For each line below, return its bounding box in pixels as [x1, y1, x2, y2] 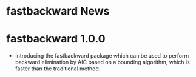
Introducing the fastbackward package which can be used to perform [15, 52, 189, 59]
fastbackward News [6, 4, 110, 18]
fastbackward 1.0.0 [6, 32, 106, 46]
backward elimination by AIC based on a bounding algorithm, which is [15, 59, 190, 66]
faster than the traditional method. [15, 65, 101, 72]
